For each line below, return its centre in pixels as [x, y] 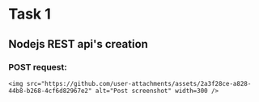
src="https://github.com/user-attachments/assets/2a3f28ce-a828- [139, 83]
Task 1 [30, 14]
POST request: [38, 67]
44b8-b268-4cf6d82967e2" [50, 91]
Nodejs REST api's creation [78, 44]
